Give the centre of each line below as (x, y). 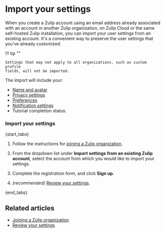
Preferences (25, 100)
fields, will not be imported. (37, 71)
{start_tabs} (17, 134)
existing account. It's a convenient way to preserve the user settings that (79, 39)
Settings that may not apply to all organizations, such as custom (76, 62)
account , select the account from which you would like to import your (83, 158)
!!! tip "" (13, 53)
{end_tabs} (16, 193)
